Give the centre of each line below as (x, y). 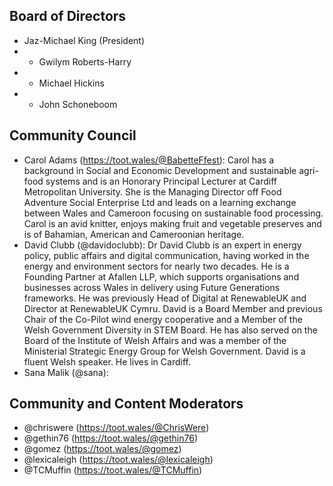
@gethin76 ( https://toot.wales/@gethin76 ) (110, 438)
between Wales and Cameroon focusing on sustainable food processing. (173, 213)
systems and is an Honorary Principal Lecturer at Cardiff (161, 181)
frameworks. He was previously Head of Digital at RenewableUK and (165, 298)
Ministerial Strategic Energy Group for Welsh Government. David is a (164, 351)
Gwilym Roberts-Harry (85, 61)
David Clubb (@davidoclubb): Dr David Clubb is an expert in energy (162, 245)
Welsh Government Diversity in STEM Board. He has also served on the (170, 330)
